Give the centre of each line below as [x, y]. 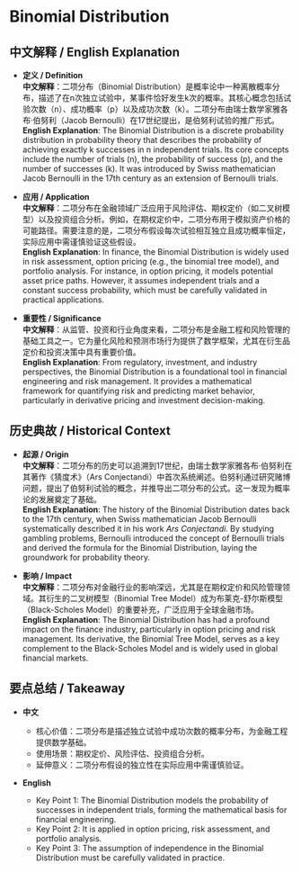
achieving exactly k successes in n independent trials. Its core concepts [155, 149]
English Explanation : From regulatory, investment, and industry [140, 362]
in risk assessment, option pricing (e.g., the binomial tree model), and [150, 261]
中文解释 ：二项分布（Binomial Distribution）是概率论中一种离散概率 [147, 86]
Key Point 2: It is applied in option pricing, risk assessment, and [153, 829]
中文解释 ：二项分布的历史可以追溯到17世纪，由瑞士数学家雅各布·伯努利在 [157, 465]
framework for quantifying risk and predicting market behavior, [138, 391]
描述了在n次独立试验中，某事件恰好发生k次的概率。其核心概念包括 [161, 98]
